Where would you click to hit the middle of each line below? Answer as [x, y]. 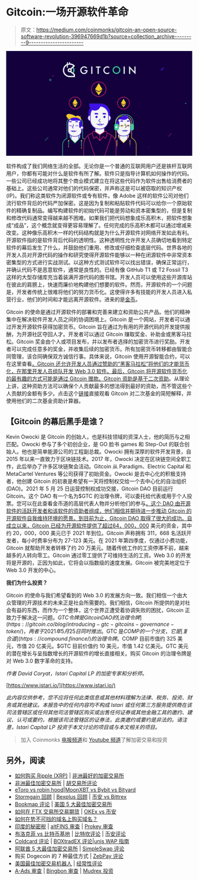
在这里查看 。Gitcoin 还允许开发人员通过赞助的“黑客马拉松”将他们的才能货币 [98, 364]
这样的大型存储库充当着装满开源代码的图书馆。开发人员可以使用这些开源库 [97, 277]
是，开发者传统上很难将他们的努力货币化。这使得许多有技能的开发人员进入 [97, 292]
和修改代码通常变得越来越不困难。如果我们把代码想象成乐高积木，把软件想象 [99, 218]
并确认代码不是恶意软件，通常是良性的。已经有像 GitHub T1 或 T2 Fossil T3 [97, 270]
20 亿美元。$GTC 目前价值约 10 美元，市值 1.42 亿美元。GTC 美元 [108, 646]
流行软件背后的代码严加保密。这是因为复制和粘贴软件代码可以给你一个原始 [97, 203]
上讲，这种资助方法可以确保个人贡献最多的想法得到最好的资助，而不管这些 [97, 386]
